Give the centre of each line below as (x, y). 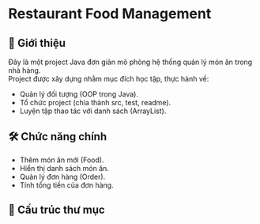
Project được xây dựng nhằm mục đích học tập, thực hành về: (109, 79)
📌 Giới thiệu (37, 43)
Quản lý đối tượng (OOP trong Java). (79, 94)
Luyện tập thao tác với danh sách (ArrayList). (93, 111)
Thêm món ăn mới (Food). (62, 160)
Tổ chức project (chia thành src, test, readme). (95, 103)
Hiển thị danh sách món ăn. (64, 168)
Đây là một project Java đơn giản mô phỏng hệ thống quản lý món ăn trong (130, 62)
